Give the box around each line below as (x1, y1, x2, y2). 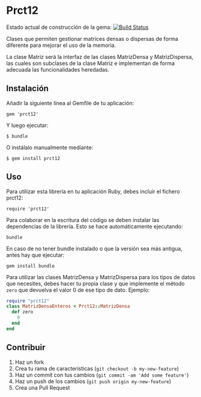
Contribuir (6, 342, 46, 352)
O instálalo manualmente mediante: (6, 144, 94, 151)
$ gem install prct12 (6, 155, 61, 161)
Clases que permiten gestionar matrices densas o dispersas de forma (6, 35, 179, 42)
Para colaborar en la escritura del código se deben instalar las (6, 216, 160, 223)
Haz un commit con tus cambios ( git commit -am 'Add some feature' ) (14, 371, 189, 378)
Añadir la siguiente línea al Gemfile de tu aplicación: (6, 99, 134, 106)
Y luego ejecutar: (6, 122, 49, 129)
